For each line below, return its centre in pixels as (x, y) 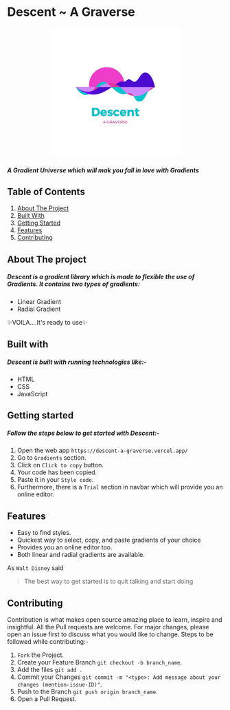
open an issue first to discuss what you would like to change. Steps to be (111, 634)
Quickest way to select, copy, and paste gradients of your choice (109, 540)
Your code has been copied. (57, 472)
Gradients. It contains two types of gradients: (74, 284)
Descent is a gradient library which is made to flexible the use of (101, 277)
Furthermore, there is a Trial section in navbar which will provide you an (120, 487)
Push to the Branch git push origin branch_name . (87, 692)
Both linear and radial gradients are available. (81, 555)
